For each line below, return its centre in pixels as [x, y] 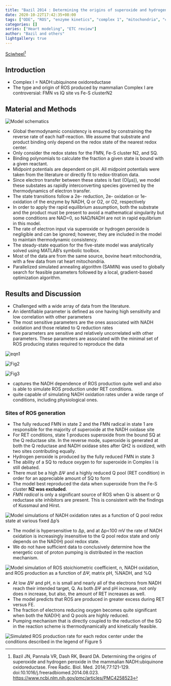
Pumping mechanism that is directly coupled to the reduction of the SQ [87, 621]
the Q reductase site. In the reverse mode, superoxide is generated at [85, 440]
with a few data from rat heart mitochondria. [59, 261]
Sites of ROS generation [35, 413]
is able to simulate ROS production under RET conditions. [73, 389]
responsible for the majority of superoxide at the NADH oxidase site [83, 430]
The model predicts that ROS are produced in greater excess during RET [88, 599]
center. [20, 148]
